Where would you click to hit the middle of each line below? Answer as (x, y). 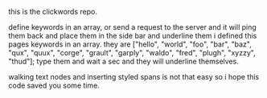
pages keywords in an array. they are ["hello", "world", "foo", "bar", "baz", (130, 44)
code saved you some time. (54, 85)
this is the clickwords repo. (53, 12)
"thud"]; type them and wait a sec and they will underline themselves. (123, 61)
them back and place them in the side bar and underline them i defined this (133, 36)
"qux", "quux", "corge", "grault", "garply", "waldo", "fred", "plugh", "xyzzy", (132, 53)
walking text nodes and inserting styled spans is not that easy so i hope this (134, 77)
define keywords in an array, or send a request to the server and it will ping (133, 27)
